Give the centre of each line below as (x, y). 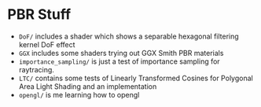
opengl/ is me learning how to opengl (79, 94)
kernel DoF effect (47, 44)
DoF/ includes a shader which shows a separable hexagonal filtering (129, 36)
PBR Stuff (39, 15)
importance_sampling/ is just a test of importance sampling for (119, 61)
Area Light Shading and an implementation (88, 86)
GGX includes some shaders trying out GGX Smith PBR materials (121, 53)
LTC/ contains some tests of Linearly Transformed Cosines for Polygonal (136, 78)
